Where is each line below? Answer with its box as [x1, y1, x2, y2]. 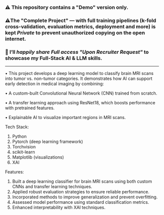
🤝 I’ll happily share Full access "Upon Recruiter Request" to [5, 48, 149, 55]
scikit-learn [12, 149, 35, 155]
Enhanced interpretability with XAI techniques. [12, 205, 106, 211]
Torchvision [12, 144, 36, 150]
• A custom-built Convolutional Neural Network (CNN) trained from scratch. [5, 90, 158, 96]
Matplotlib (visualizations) [12, 154, 64, 160]
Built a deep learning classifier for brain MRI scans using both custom [12, 178, 152, 185]
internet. [5, 35, 26, 42]
